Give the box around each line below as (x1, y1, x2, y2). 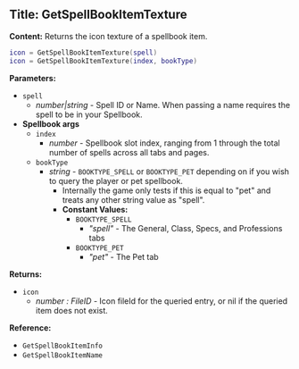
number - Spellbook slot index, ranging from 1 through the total (48, 138, 281, 148)
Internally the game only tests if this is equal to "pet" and (62, 185, 271, 196)
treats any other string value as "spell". (62, 194, 205, 205)
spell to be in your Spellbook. (35, 109, 143, 120)
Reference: (9, 322, 52, 333)
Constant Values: (62, 204, 129, 214)
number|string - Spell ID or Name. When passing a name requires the (35, 99, 291, 110)
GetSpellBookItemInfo (21, 341, 103, 350)
